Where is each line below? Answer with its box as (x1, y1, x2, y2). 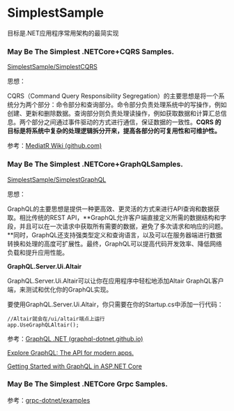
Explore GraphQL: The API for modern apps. (7, 348, 134, 357)
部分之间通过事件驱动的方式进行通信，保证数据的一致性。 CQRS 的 (31, 118, 221, 126)
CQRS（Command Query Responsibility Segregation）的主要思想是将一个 (7, 92, 219, 100)
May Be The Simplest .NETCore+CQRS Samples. (7, 47, 174, 57)
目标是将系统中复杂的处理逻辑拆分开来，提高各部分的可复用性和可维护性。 (7, 127, 221, 135)
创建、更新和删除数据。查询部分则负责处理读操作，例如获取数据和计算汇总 (7, 110, 221, 118)
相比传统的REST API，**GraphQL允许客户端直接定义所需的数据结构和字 (19, 213, 226, 221)
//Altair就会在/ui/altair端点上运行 (7, 315, 105, 322)
